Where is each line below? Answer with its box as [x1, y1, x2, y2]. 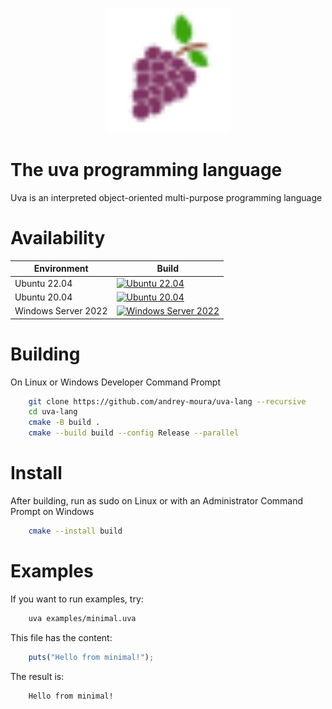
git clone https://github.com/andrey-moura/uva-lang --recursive [28, 396, 307, 407]
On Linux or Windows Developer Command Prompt [10, 376, 221, 388]
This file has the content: [10, 631, 113, 643]
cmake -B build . [28, 418, 101, 428]
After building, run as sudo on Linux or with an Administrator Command [10, 495, 304, 507]
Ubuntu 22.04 [14, 277, 73, 289]
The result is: [10, 670, 65, 682]
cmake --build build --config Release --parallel [28, 428, 240, 438]
